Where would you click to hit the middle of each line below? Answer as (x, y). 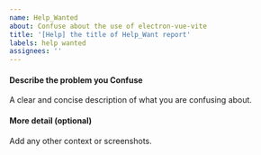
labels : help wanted (48, 43)
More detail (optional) (51, 120)
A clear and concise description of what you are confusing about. (130, 100)
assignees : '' (36, 51)
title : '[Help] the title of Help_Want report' (100, 34)
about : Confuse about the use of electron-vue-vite (108, 26)
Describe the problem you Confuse (76, 80)
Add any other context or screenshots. (81, 141)
